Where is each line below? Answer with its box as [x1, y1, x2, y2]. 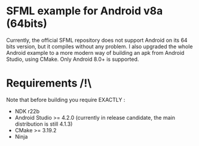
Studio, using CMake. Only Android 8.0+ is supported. [6, 55, 139, 63]
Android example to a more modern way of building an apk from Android [6, 49, 185, 56]
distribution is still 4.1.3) [14, 120, 73, 128]
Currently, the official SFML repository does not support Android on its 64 [6, 36, 188, 44]
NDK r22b [14, 107, 40, 114]
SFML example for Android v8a [6, 4, 163, 18]
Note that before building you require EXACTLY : [6, 96, 125, 103]
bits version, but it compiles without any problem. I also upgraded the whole [6, 43, 193, 50]
